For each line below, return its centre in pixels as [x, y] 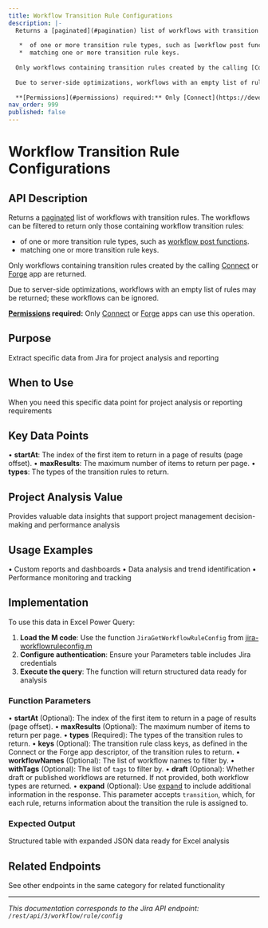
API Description [48, 198]
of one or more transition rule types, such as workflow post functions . [134, 241]
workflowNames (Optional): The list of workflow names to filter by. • [122, 761]
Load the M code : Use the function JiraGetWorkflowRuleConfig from [132, 637]
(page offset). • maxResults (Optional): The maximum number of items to [129, 727]
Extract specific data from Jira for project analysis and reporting [114, 357]
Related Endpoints [55, 866]
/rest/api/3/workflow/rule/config [66, 916]
